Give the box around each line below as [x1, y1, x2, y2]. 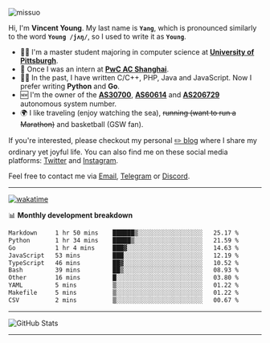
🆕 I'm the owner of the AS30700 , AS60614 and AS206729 [19, 90, 220, 100]
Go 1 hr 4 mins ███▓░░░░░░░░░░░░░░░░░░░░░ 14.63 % [8, 243, 239, 252]
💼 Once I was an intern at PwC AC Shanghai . [19, 64, 170, 74]
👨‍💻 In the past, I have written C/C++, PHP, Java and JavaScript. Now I [19, 73, 252, 82]
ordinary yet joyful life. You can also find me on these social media [8, 147, 228, 157]
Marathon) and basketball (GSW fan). [19, 120, 144, 129]
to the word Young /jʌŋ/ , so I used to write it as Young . [8, 32, 186, 41]
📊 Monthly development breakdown [8, 210, 133, 220]
